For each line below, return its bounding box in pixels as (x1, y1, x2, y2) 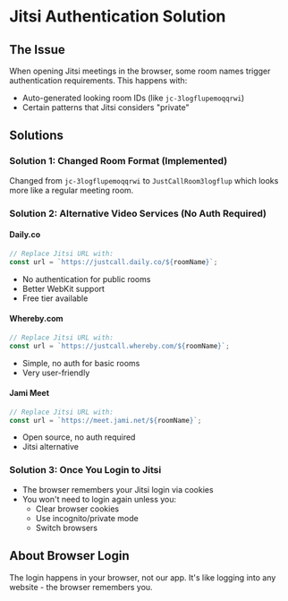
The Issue (9, 42, 65, 57)
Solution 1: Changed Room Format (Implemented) (9, 155, 228, 167)
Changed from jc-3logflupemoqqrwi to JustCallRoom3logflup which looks (9, 175, 279, 185)
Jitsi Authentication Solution (9, 6, 226, 27)
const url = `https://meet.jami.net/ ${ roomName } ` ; (9, 416, 202, 425)
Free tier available (21, 293, 89, 304)
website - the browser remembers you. (9, 581, 154, 592)
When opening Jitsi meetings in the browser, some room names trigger (9, 65, 271, 76)
